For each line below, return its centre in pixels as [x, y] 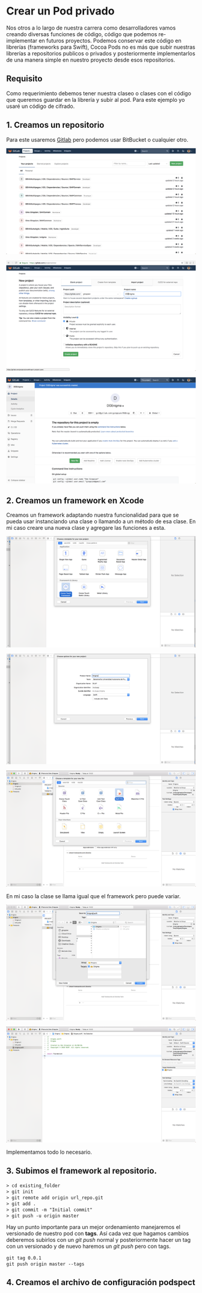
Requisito [24, 79]
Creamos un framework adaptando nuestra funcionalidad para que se [93, 515]
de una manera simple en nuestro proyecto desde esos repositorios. [91, 60]
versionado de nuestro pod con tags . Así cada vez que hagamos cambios [98, 1233]
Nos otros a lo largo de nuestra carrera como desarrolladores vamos [91, 28]
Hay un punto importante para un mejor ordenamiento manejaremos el [93, 1227]
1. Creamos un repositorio [55, 125]
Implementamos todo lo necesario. [49, 1152]
